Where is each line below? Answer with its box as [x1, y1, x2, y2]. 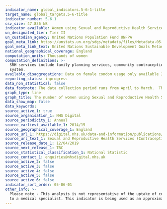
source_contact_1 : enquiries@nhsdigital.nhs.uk [5, 155, 106, 159]
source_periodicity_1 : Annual [5, 117, 68, 123]
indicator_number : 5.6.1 [5, 16, 57, 21]
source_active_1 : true [5, 108, 52, 114]
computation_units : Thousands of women [5, 53, 88, 58]
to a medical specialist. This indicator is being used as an [9, 196, 141, 201]
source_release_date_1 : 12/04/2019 [5, 141, 79, 146]
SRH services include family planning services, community [9, 62, 135, 67]
